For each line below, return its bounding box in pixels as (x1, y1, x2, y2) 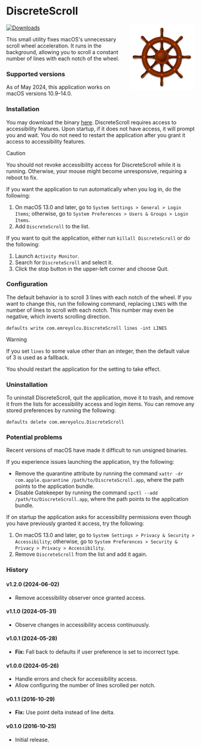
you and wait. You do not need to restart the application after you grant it (6, 131, 185, 139)
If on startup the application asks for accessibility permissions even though (6, 514, 191, 521)
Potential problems (6, 433, 63, 442)
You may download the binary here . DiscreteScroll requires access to (6, 118, 176, 126)
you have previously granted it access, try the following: (6, 520, 145, 527)
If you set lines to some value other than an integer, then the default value (6, 347, 190, 354)
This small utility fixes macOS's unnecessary (6, 35, 117, 43)
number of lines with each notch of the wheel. (6, 55, 120, 62)
